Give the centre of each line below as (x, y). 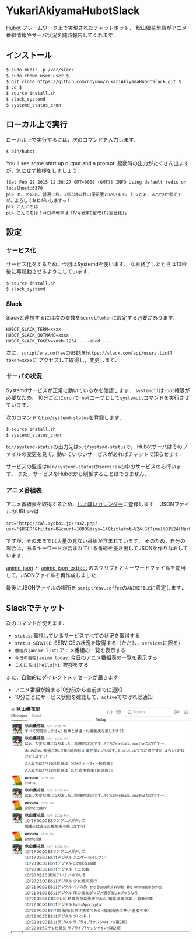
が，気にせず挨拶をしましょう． (44, 170)
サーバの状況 (24, 376)
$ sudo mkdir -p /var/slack (40, 70)
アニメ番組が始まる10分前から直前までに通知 (68, 690)
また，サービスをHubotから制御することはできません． (83, 474)
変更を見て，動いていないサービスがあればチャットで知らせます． (105, 454)
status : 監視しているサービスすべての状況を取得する (77, 635)
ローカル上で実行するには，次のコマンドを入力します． (72, 139)
